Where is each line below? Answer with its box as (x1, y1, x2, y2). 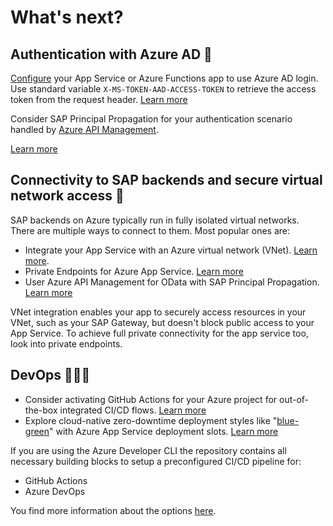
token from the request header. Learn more (10, 94, 188, 105)
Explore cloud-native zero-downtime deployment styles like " (24, 414, 278, 426)
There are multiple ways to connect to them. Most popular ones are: (10, 224, 290, 236)
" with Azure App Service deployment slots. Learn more (49, 425, 279, 437)
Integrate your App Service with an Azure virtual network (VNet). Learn (24, 244, 318, 256)
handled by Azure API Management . (10, 124, 159, 135)
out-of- (279, 393, 310, 405)
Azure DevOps (24, 485, 86, 497)
